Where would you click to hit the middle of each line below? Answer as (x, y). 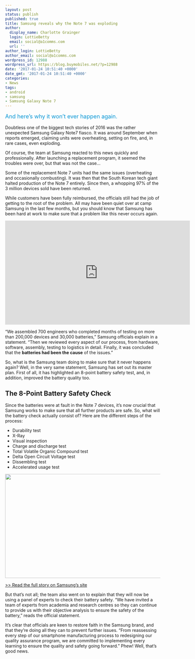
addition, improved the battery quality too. (48, 378)
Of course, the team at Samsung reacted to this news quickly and (71, 153)
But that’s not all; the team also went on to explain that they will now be (77, 594)
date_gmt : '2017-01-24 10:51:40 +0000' (46, 74)
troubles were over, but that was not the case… (53, 164)
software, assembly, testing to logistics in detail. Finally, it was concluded (79, 347)
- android (15, 92)
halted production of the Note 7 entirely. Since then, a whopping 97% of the (82, 183)
